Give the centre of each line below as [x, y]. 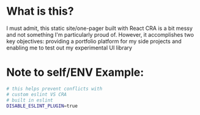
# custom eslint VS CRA [37, 94]
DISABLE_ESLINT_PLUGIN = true [42, 106]
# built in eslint [30, 100]
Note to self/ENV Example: [75, 72]
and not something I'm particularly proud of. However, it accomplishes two [100, 34]
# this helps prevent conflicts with [54, 89]
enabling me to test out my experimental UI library [69, 48]
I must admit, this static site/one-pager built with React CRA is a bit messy [99, 28]
